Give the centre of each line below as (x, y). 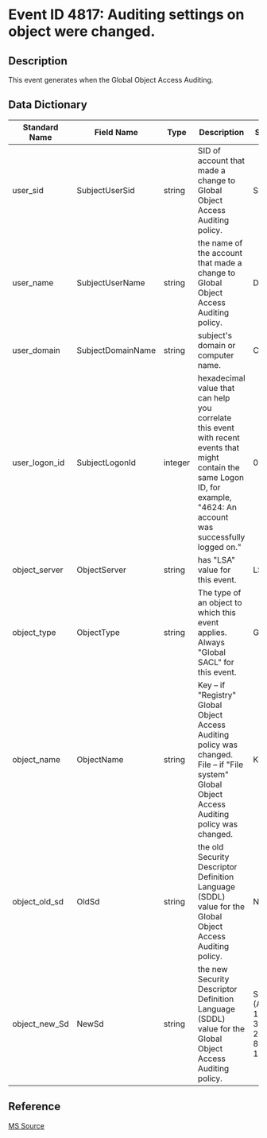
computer (216, 355)
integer (177, 463)
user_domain (37, 350)
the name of (220, 242)
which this (217, 612)
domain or (217, 345)
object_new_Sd (41, 1024)
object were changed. (82, 31)
